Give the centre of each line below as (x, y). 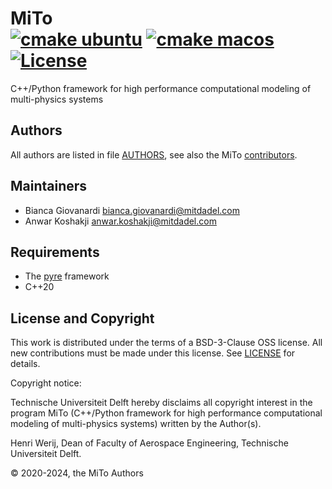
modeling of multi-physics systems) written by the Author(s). (136, 424)
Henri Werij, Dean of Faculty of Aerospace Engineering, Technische (149, 443)
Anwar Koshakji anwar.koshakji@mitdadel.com (120, 221)
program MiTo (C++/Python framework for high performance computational (166, 413)
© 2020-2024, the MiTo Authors (77, 473)
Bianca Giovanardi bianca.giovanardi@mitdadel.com (132, 210)
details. (25, 364)
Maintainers (49, 186)
